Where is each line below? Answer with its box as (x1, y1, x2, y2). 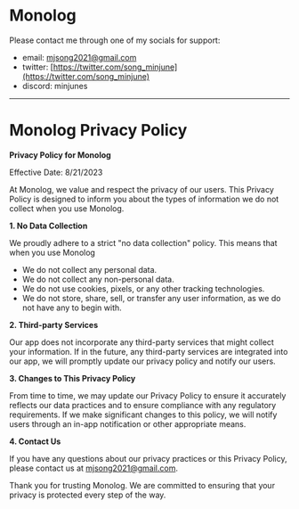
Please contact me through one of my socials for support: (9, 35, 221, 45)
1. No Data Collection (9, 220, 88, 231)
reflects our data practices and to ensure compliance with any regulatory (9, 399, 277, 410)
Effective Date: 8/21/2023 (9, 167, 103, 177)
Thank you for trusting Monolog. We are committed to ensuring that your (9, 480, 276, 490)
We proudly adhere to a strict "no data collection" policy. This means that (9, 237, 278, 248)
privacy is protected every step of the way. (9, 489, 166, 500)
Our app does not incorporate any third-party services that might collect (9, 336, 274, 348)
